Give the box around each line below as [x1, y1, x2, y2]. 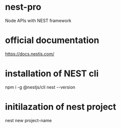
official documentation [5, 35, 100, 46]
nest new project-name [5, 117, 52, 123]
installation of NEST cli [5, 68, 99, 79]
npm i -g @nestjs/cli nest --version [5, 84, 76, 90]
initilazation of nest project [5, 102, 116, 112]
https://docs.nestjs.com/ [5, 51, 55, 57]
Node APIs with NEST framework [5, 18, 72, 23]
